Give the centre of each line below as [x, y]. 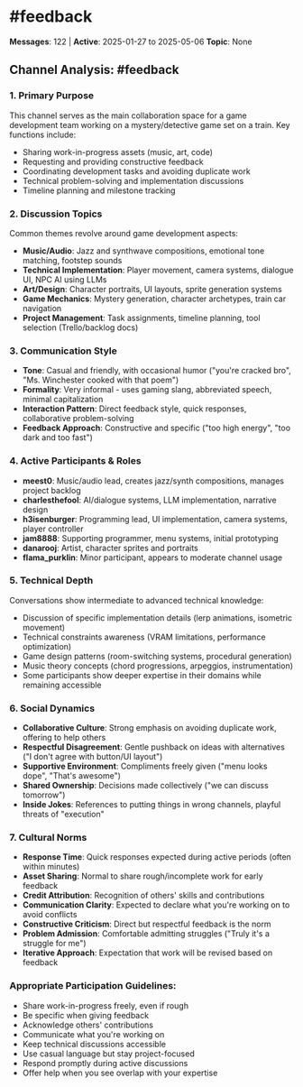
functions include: [43, 134]
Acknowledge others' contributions [87, 1025]
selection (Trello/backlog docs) [80, 327]
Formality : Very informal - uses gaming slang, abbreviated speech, [147, 390]
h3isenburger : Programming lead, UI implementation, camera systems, [155, 519]
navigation [42, 308]
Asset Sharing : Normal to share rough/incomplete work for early [142, 876]
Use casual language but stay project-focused [109, 1054]
